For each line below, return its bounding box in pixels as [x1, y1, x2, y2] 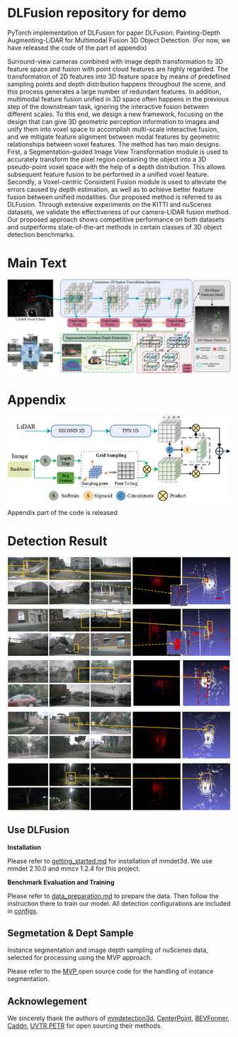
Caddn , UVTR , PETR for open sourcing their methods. [7, 1021, 163, 1030]
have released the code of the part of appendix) [7, 43, 147, 52]
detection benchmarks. [7, 230, 75, 239]
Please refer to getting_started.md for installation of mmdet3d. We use [7, 856, 212, 865]
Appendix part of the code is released [7, 508, 118, 516]
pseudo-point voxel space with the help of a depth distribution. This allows [7, 162, 225, 171]
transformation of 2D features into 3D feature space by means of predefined [7, 72, 230, 81]
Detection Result [7, 533, 108, 549]
